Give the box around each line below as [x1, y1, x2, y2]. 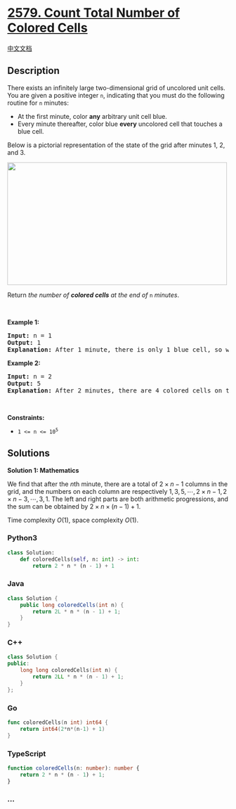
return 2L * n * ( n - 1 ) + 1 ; [32, 608, 121, 615]
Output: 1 [7, 338, 41, 346]
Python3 [7, 533, 37, 543]
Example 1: [7, 318, 40, 326]
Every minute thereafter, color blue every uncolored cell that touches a [17, 120, 223, 128]
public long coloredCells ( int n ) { [20, 601, 124, 609]
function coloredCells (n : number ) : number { [7, 765, 140, 772]
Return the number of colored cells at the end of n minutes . [7, 291, 180, 299]
